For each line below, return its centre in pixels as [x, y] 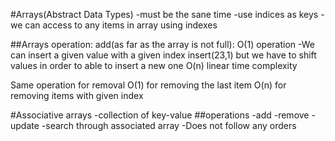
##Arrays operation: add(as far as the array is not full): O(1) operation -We [163, 44]
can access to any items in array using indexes [121, 25]
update [25, 125]
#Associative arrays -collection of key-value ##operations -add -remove [160, 115]
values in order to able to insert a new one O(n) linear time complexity [154, 65]
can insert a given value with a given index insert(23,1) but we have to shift [163, 55]
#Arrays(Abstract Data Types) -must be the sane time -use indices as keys [164, 14]
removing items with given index [77, 95]
